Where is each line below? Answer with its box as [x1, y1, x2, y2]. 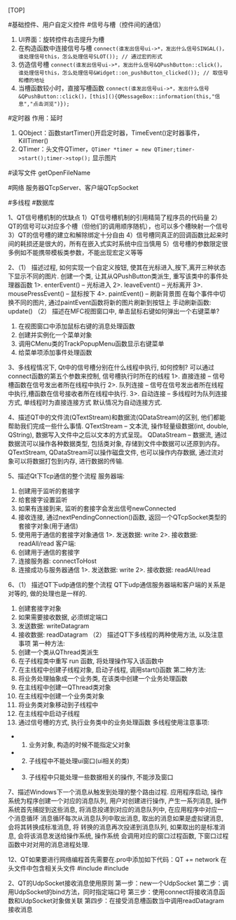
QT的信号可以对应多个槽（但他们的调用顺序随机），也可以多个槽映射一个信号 [8, 222, 228, 230]
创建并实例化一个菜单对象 [18, 331, 92, 339]
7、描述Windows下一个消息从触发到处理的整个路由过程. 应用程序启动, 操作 [8, 788, 223, 796]
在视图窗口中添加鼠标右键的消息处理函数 [18, 322, 135, 330]
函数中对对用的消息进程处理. [8, 841, 90, 848]
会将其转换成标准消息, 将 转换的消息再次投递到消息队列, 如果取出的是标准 [8, 823, 219, 831]
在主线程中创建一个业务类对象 [18, 692, 104, 700]
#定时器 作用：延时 [8, 114, 63, 122]
